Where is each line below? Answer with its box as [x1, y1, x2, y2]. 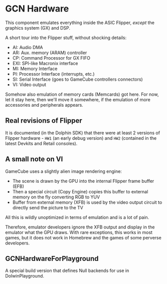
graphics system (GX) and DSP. [5, 25, 71, 31]
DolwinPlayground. [5, 273, 44, 279]
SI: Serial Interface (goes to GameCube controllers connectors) [12, 76, 143, 82]
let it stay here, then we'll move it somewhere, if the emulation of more [5, 96, 150, 103]
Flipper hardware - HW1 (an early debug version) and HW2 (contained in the [5, 135, 157, 141]
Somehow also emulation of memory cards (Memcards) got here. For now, [5, 91, 159, 97]
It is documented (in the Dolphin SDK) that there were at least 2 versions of [5, 130, 160, 136]
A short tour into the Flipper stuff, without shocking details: [5, 35, 127, 41]
